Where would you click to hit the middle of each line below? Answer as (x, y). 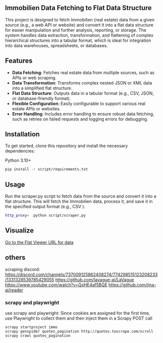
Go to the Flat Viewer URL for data (39, 242)
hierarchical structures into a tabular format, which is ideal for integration (78, 40)
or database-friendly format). (41, 98)
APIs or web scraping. (34, 78)
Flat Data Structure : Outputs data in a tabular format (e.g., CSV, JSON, (83, 93)
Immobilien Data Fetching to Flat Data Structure (78, 8)
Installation (22, 134)
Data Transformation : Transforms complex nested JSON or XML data (82, 83)
